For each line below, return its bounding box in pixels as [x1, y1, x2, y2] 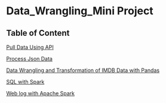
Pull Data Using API [6, 43, 54, 51]
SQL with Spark [6, 79, 45, 85]
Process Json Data [6, 55, 53, 62]
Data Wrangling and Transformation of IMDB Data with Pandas [6, 67, 160, 74]
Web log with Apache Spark [6, 90, 75, 96]
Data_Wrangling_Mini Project [6, 4, 153, 18]
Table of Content [6, 28, 70, 38]
